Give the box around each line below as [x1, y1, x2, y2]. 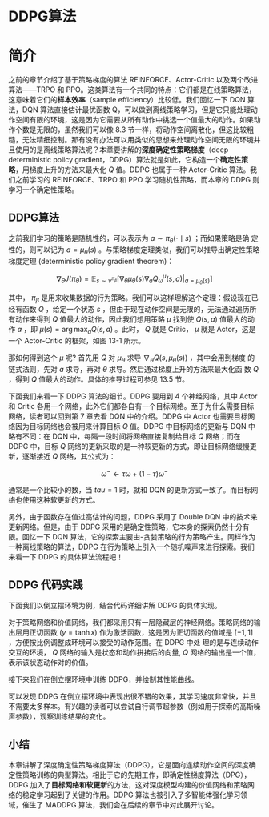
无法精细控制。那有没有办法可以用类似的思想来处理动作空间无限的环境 [22, 135, 254, 145]
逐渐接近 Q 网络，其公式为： [22, 451, 116, 461]
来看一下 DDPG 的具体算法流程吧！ [8, 552, 124, 562]
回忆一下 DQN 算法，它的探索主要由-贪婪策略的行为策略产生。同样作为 [22, 532, 256, 542]
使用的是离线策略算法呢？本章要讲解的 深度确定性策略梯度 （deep [14, 145, 229, 154]
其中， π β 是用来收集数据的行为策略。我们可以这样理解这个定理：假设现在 [8, 293, 252, 305]
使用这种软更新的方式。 [22, 495, 100, 505]
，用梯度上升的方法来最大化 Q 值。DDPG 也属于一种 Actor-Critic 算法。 [15, 165, 251, 174]
